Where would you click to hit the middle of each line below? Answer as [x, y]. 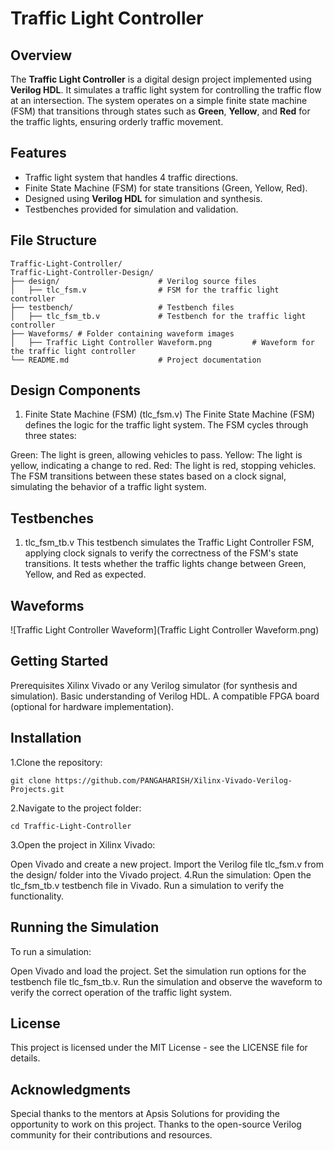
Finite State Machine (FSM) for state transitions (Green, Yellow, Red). [166, 188]
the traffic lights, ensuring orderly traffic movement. [117, 121]
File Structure [53, 240]
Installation [46, 738]
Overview [41, 55]
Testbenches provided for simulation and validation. [131, 209]
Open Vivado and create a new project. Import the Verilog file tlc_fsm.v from [167, 864]
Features [38, 153]
